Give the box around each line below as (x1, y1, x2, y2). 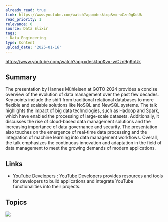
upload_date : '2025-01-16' (5, 45, 62, 50)
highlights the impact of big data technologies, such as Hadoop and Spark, (5, 107, 159, 114)
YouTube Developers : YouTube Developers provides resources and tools (12, 173, 163, 179)
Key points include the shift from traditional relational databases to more (5, 97, 154, 103)
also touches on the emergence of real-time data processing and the (5, 129, 147, 135)
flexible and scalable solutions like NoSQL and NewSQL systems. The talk (5, 102, 157, 108)
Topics (5, 198, 27, 206)
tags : (5, 31, 17, 36)
